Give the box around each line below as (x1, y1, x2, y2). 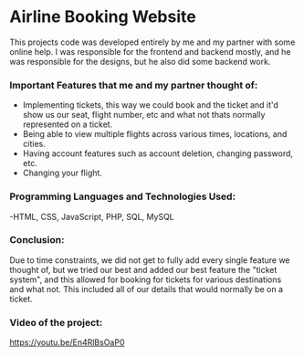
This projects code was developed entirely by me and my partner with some (9, 37, 296, 47)
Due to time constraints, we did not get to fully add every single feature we (9, 254, 290, 266)
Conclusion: (9, 234, 65, 247)
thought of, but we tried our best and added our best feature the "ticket (9, 264, 278, 275)
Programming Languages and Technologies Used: (9, 190, 236, 203)
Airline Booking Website (9, 6, 196, 27)
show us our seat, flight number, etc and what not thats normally (22, 110, 266, 121)
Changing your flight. (22, 167, 103, 179)
